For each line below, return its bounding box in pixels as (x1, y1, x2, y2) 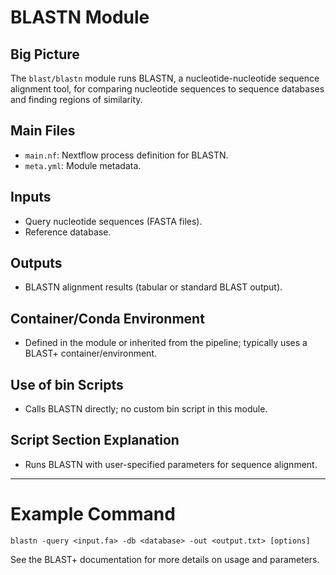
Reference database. (24, 226, 112, 238)
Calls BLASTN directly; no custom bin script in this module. (24, 403, 268, 415)
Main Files (10, 122, 76, 140)
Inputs (10, 189, 52, 206)
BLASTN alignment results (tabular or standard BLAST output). (24, 281, 283, 293)
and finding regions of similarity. (10, 94, 143, 105)
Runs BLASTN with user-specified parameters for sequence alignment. (24, 458, 318, 470)
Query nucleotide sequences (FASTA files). (24, 215, 203, 227)
